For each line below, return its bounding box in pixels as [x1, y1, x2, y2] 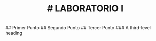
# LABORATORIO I [47, 3, 124, 14]
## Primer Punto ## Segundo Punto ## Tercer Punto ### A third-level [5, 24, 151, 30]
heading [5, 30, 23, 36]
